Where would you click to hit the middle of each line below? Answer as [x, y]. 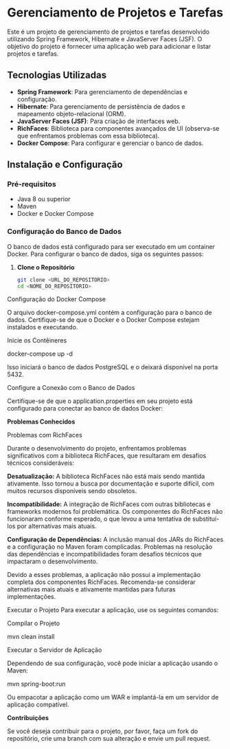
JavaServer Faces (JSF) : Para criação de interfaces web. [99, 121]
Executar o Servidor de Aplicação [55, 650]
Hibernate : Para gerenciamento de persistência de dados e [101, 106]
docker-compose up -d [40, 354]
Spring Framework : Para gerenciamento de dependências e [102, 91]
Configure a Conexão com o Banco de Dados [71, 388]
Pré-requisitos [32, 184]
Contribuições [28, 718]
